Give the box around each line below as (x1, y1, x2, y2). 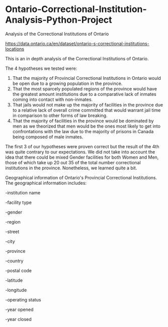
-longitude (5, 287, 27, 293)
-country (5, 258, 24, 264)
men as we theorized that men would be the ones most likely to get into (12, 123, 161, 129)
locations (5, 46, 24, 52)
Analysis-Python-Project (5, 14, 112, 26)
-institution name (5, 189, 41, 195)
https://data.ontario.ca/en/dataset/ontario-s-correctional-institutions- (5, 40, 149, 46)
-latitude (5, 277, 23, 283)
